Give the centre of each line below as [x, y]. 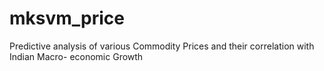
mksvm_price [67, 18]
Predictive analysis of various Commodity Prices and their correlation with [162, 46]
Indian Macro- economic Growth [76, 56]
